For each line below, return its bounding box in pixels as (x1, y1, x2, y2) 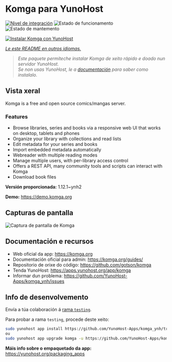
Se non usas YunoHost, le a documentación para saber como (17, 66, 148, 72)
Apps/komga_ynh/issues (12, 278, 65, 284)
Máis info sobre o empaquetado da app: (5, 345, 92, 352)
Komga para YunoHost (5, 3, 103, 15)
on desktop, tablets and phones (12, 130, 80, 137)
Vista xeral (5, 87, 40, 96)
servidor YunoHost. (17, 61, 59, 67)
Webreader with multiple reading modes (12, 152, 98, 158)
